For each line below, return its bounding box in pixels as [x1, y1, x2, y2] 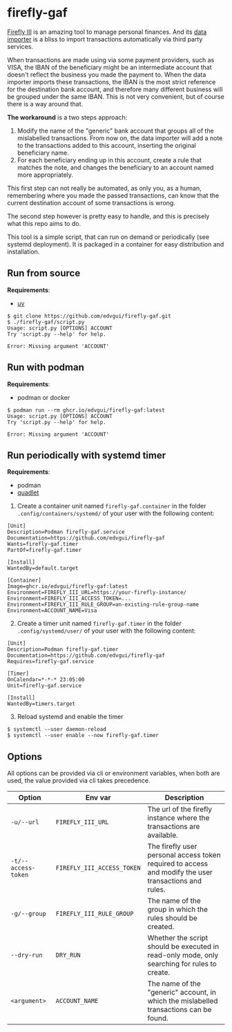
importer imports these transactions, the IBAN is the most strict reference [7, 77, 216, 86]
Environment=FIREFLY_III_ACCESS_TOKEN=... [7, 595, 131, 602]
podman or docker [17, 393, 70, 401]
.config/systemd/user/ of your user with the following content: [17, 627, 196, 635]
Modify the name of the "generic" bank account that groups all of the [17, 126, 214, 135]
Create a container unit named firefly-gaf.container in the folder [17, 502, 206, 510]
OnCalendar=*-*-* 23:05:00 [7, 676, 85, 683]
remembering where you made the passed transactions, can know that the [7, 191, 220, 200]
